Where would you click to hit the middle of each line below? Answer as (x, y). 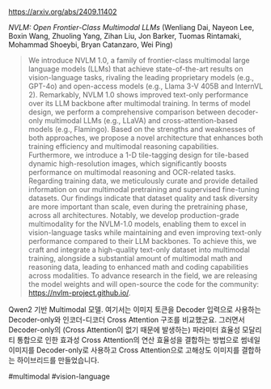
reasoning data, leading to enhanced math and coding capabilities (138, 267)
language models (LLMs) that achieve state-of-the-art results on (136, 69)
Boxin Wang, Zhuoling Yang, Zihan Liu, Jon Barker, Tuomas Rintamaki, (125, 36)
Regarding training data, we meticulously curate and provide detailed (143, 181)
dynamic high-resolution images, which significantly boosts (127, 164)
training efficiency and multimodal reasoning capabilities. (123, 146)
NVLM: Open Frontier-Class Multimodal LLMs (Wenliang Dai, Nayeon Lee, (131, 27)
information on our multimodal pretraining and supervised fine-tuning (144, 189)
